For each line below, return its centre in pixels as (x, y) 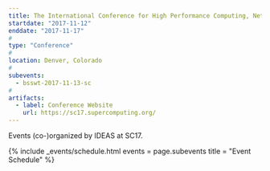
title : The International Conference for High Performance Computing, (129, 16)
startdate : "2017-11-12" (50, 23)
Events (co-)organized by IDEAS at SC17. (76, 136)
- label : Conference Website (64, 105)
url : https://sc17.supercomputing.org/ (90, 113)
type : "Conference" (41, 46)
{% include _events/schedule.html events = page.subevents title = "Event (130, 151)
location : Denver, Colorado (55, 61)
